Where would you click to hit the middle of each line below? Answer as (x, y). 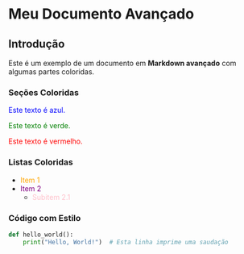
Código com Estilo (45, 218)
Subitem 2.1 (51, 197)
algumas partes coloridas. (52, 72)
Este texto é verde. (39, 126)
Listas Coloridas (41, 162)
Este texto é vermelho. (45, 141)
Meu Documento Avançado (101, 14)
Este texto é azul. (37, 110)
